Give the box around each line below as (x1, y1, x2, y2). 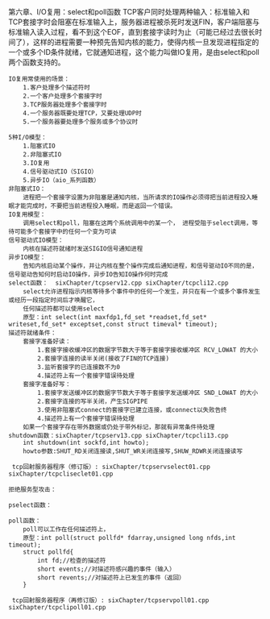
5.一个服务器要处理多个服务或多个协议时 (23, 118, 139, 126)
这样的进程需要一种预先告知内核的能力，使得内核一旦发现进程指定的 (32, 37, 260, 47)
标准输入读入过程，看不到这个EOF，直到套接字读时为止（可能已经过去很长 (8, 27, 255, 36)
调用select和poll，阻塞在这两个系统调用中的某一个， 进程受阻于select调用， (23, 219, 252, 227)
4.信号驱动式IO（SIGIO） (23, 168, 98, 176)
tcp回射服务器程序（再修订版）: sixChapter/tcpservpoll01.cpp (11, 596, 210, 604)
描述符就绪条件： (8, 329, 57, 337)
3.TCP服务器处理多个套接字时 (23, 101, 107, 109)
